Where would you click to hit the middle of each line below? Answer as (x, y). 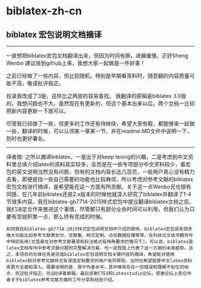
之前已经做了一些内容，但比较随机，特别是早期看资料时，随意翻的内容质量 (98, 76)
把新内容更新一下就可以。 (38, 111)
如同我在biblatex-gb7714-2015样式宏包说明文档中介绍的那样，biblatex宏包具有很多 (99, 229)
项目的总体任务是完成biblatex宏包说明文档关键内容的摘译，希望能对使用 (97, 255)
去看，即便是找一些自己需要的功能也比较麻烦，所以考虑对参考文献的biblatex (100, 179)
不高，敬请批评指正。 (37, 83)
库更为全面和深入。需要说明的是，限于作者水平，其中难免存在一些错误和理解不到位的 (95, 267)
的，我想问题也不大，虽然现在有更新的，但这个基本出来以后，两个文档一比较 (100, 103)
